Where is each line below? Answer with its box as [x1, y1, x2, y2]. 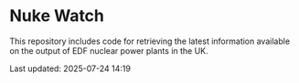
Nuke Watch [9, 5, 105, 26]
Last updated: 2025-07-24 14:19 [9, 63, 131, 74]
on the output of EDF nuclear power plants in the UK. [9, 45, 208, 56]
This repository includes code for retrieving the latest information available [9, 36, 291, 47]
